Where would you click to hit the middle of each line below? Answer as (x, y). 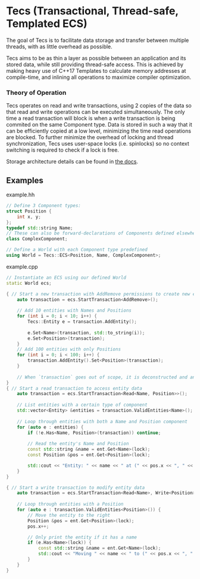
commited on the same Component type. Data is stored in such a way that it (99, 125)
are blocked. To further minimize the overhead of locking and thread (90, 137)
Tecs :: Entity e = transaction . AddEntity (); (82, 322)
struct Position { (29, 211)
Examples (25, 180)
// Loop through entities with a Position (70, 504)
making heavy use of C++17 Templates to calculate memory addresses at (96, 70)
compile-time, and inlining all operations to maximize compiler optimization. (99, 77)
